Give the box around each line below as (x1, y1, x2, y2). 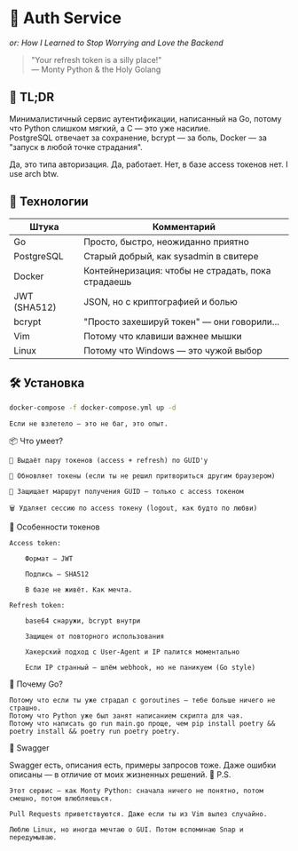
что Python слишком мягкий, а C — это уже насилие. (9, 123, 211, 133)
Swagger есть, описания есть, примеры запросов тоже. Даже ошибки (9, 760, 277, 771)
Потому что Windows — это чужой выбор (83, 344, 263, 356)
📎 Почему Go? (9, 679, 64, 689)
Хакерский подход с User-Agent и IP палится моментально (25, 648, 240, 656)
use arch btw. (9, 168, 59, 179)
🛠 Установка (9, 375, 85, 390)
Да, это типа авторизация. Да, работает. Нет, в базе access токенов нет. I (9, 159, 288, 170)
